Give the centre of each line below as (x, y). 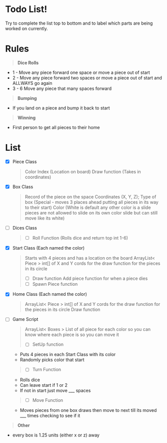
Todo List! (26, 9)
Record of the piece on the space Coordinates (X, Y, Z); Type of (90, 196)
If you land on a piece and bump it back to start (61, 108)
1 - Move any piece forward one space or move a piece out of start (81, 72)
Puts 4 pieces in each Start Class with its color (68, 355)
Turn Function (47, 370)
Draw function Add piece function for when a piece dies (90, 279)
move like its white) (45, 218)
